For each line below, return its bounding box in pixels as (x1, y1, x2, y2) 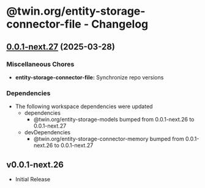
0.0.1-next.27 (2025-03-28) (6, 42, 115, 52)
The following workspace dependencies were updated (15, 103, 153, 110)
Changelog (91, 17, 149, 31)
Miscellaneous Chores (6, 60, 75, 68)
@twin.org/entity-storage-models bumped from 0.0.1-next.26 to (33, 116, 195, 123)
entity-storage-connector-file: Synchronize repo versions (15, 73, 164, 81)
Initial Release (15, 175, 51, 183)
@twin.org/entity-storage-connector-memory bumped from (33, 136, 185, 143)
